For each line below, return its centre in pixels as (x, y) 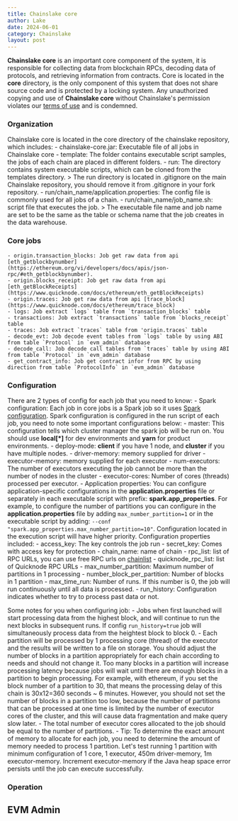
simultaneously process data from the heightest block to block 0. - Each (113, 633)
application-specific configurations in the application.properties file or (111, 491)
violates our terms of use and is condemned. (73, 106)
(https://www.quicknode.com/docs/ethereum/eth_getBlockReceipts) (106, 293)
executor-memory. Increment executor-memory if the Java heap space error (119, 761)
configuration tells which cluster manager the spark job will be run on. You (116, 431)
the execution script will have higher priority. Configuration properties (109, 536)
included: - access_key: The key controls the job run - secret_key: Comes (115, 544)
